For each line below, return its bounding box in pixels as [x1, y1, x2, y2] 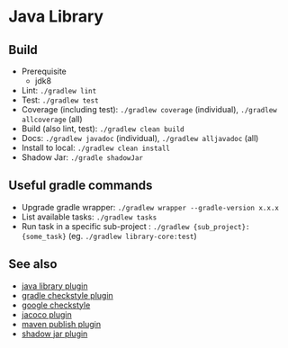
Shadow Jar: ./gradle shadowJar [21, 152, 143, 163]
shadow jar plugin [21, 328, 88, 339]
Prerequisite [21, 66, 67, 76]
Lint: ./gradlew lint [21, 85, 97, 95]
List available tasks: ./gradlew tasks [21, 211, 157, 222]
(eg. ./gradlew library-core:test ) [67, 230, 197, 241]
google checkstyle [21, 299, 91, 310]
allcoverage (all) [21, 114, 83, 124]
